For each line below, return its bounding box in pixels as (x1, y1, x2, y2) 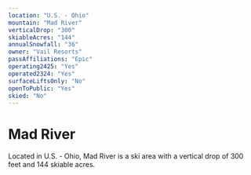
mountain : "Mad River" (8, 19, 82, 27)
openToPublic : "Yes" (8, 84, 76, 93)
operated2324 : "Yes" (8, 70, 76, 78)
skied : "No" (8, 92, 47, 100)
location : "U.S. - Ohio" (8, 11, 89, 20)
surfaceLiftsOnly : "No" (8, 77, 86, 85)
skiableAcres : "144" (8, 33, 76, 42)
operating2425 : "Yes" (8, 63, 79, 71)
